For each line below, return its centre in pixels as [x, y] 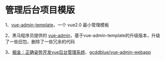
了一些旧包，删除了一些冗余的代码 [40, 41]
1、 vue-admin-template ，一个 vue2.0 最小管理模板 [57, 25]
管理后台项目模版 [40, 10]
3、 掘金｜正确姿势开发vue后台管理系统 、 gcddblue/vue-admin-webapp [78, 52]
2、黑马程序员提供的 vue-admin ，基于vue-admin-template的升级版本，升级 [83, 35]
